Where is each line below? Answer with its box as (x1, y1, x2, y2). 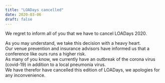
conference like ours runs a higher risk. (5, 51, 86, 57)
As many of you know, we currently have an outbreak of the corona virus (5, 56, 155, 62)
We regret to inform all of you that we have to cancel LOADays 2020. (5, 31, 147, 37)
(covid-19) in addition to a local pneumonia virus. (5, 61, 106, 68)
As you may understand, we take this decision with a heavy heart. (5, 40, 141, 46)
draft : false (5, 17, 33, 22)
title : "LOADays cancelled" (5, 7, 64, 13)
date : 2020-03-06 (5, 12, 42, 17)
